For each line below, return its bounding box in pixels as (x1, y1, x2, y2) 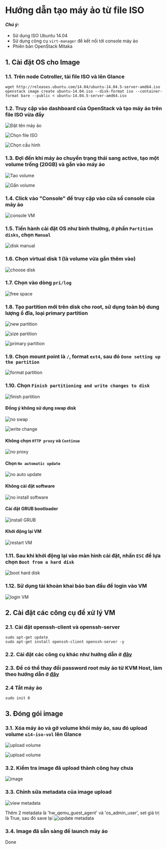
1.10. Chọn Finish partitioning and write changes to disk (5, 382, 150, 389)
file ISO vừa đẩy (5, 111, 45, 118)
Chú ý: (5, 21, 20, 27)
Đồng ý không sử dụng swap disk (5, 405, 76, 411)
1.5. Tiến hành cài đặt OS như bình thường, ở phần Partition (5, 225, 153, 232)
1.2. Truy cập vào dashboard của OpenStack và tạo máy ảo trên (5, 105, 162, 112)
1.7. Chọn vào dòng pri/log (5, 279, 72, 286)
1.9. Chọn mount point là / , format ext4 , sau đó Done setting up (5, 353, 160, 360)
